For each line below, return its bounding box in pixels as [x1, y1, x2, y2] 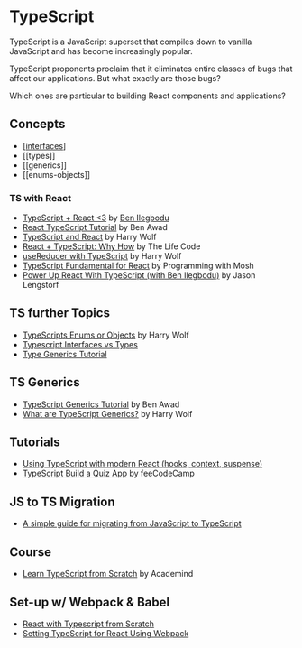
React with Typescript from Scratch [22, 618, 155, 629]
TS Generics [9, 375, 80, 390]
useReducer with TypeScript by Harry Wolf [22, 251, 182, 262]
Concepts [9, 116, 66, 132]
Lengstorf [22, 280, 59, 291]
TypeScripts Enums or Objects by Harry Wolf [22, 329, 189, 340]
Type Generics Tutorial [22, 348, 107, 359]
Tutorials [9, 435, 60, 450]
